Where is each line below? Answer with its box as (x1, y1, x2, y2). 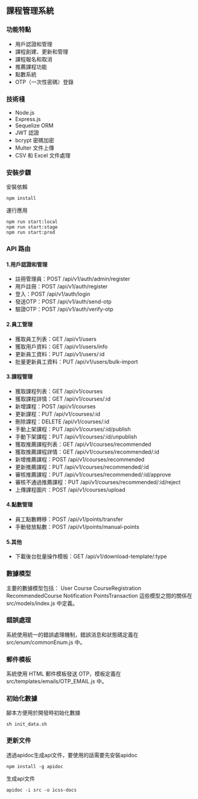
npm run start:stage (6, 224, 59, 230)
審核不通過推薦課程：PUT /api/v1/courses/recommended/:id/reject (14, 478, 181, 486)
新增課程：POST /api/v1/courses (14, 402, 96, 410)
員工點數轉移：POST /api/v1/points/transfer (14, 516, 123, 523)
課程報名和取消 (14, 55, 53, 62)
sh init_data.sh (6, 721, 47, 728)
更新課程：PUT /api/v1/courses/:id (14, 410, 101, 417)
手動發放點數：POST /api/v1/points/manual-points (14, 523, 140, 531)
